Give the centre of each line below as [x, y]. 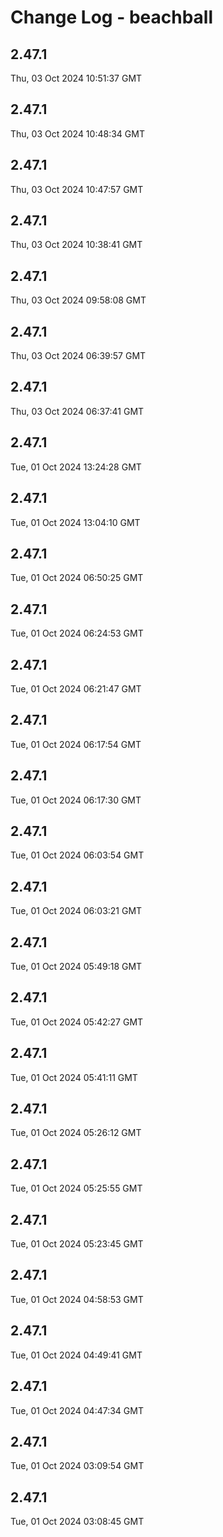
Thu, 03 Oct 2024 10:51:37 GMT [76, 78]
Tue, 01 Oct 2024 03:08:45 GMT [77, 1522]
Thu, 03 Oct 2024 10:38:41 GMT [76, 245]
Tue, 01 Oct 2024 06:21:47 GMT [76, 688]
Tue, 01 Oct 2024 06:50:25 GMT [77, 578]
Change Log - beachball [112, 17]
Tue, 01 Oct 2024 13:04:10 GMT [75, 522]
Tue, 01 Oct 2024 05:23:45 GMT [77, 1244]
